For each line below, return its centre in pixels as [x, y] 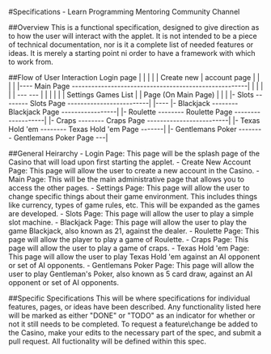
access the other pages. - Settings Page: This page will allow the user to [129, 188]
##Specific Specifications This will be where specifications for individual [129, 298]
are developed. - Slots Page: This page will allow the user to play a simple [131, 213]
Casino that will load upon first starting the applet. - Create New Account [130, 162]
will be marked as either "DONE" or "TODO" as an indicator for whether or [132, 316]
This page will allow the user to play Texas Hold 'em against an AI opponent [134, 257]
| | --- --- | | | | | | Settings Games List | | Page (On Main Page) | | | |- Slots [131, 95]
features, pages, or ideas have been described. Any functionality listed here [135, 307]
